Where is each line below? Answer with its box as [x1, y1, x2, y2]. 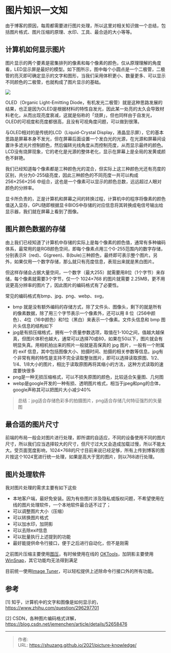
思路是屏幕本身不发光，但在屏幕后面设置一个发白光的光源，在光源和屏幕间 [5, 136, 161, 142]
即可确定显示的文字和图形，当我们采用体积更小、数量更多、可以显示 [22, 72, 166, 79]
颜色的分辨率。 [5, 185, 37, 191]
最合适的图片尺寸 [5, 420, 59, 429]
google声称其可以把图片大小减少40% [12, 386, 91, 393]
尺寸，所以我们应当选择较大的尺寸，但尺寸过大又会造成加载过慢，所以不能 [5, 441, 161, 447]
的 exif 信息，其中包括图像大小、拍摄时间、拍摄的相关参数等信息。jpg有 [12, 348, 164, 355]
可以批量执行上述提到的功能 [12, 534, 71, 540]
